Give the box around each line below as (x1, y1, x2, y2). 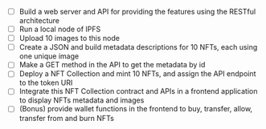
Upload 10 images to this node (18, 34, 120, 43)
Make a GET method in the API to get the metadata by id (18, 60, 206, 70)
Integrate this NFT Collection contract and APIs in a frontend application (18, 87, 258, 96)
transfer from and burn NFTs (18, 113, 114, 123)
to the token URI (18, 78, 73, 87)
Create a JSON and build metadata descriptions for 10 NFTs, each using (18, 42, 258, 52)
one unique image (18, 51, 80, 61)
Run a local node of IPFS (18, 24, 101, 34)
